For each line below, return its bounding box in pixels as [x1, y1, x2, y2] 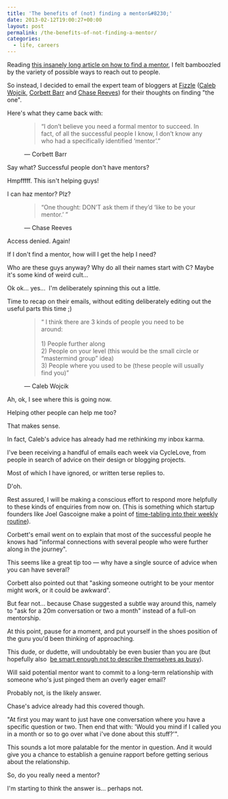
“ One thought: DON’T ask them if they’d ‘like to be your [40, 203, 196, 211]
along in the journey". [7, 545, 67, 553]
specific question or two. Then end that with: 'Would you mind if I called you [7, 723, 221, 731]
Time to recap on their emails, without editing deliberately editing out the [7, 297, 212, 305]
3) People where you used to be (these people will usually [40, 362, 204, 370]
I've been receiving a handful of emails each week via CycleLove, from [7, 448, 206, 456]
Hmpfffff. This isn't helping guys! [7, 177, 99, 185]
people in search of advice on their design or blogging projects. [7, 456, 186, 464]
